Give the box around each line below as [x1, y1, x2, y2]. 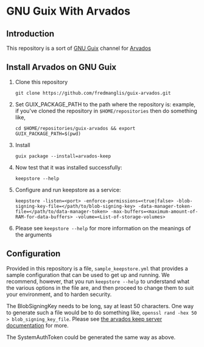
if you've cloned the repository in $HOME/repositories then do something [15, 107, 198, 114]
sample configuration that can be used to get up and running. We [6, 271, 170, 278]
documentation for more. [6, 321, 69, 329]
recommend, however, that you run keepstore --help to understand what [6, 278, 190, 285]
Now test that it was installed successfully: [15, 163, 123, 171]
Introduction [6, 29, 55, 39]
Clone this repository [15, 78, 68, 86]
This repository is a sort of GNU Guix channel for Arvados [6, 44, 151, 52]
